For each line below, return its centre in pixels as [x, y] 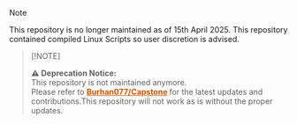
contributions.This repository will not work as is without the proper [152, 101]
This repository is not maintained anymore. [109, 82]
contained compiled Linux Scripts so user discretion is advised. [125, 39]
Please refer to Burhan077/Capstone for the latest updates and [147, 92]
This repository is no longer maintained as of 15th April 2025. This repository [148, 29]
